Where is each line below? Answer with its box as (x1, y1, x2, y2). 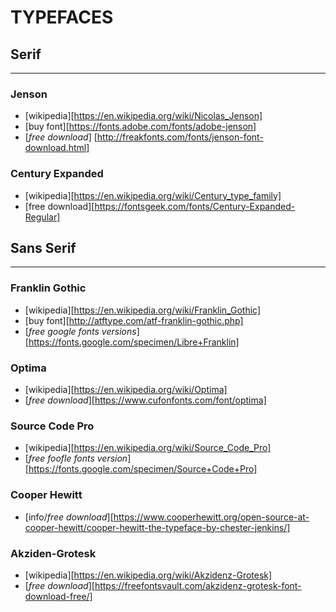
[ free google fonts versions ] (24, 325, 140, 337)
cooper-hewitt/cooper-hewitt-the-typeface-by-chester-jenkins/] (24, 521, 291, 533)
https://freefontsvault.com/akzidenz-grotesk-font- (94, 579, 302, 591)
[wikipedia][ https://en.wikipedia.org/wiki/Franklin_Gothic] (24, 304, 262, 316)
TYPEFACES (10, 6, 114, 29)
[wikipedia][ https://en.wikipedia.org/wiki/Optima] (24, 384, 228, 395)
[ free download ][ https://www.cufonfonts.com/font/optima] (24, 394, 267, 406)
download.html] (24, 142, 90, 154)
